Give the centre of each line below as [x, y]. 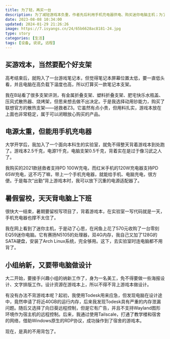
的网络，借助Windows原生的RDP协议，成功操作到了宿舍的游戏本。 [75, 321]
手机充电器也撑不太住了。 [32, 218]
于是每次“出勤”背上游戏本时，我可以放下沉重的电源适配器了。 [78, 181]
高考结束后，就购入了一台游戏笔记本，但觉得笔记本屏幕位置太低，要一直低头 [85, 78]
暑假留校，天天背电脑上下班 [49, 198]
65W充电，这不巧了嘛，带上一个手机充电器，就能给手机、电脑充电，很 [79, 174]
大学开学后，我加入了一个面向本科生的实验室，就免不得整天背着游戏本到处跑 [85, 144]
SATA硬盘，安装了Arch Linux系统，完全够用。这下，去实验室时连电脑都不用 [84, 241]
